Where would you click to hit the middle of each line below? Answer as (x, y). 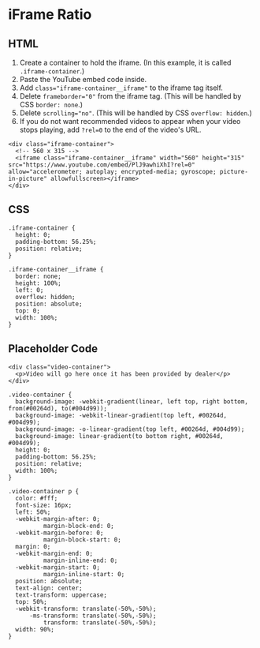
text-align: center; (49, 588)
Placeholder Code (53, 349)
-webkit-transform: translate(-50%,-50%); (86, 609)
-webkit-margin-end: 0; (54, 553)
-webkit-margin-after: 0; (58, 519)
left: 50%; (33, 512)
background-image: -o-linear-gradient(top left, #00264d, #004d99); (130, 429)
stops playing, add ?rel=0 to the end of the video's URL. (110, 129)
